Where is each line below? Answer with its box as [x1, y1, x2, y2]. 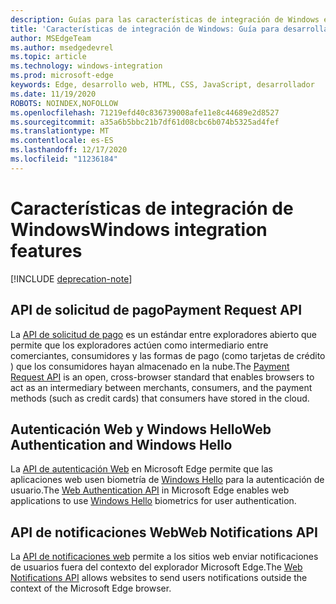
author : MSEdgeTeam [10, 33, 92, 43]
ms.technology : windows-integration [10, 61, 163, 71]
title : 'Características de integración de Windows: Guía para [10, 24, 280, 34]
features [10, 239, 83, 262]
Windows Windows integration [10, 218, 268, 241]
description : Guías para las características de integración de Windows [10, 14, 320, 25]
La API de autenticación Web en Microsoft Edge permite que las [10, 463, 273, 475]
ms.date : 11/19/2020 [10, 89, 97, 99]
